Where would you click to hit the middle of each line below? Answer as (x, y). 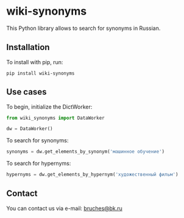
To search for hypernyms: (39, 164)
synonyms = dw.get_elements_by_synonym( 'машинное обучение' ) (86, 152)
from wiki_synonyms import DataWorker (55, 118)
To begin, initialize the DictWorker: (49, 107)
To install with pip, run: (35, 62)
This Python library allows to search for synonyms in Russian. (83, 28)
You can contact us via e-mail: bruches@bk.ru (65, 208)
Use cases (27, 92)
